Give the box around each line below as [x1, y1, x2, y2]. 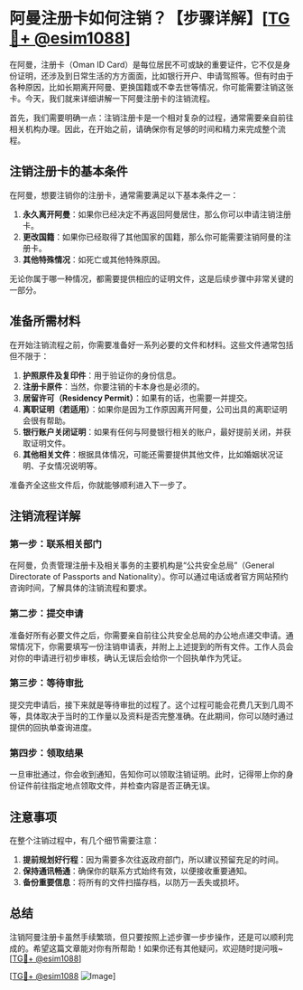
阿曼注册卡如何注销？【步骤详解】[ [9, 8, 269, 29]
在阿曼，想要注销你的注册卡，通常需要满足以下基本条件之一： [9, 189, 239, 200]
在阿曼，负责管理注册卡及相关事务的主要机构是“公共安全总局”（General [9, 560, 275, 570]
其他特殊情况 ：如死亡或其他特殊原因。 [22, 254, 165, 265]
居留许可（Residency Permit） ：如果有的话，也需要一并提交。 [22, 392, 252, 403]
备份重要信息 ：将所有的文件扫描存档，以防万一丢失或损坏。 [22, 876, 244, 887]
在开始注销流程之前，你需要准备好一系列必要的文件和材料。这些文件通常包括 [9, 339, 294, 350]
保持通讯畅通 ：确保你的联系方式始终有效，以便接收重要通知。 [22, 865, 252, 876]
